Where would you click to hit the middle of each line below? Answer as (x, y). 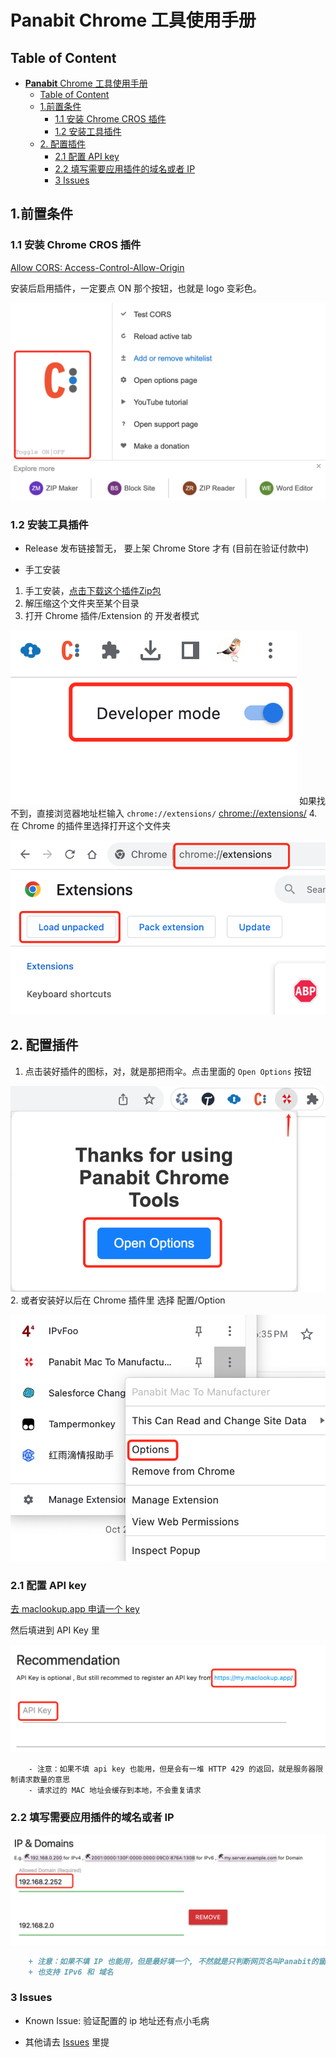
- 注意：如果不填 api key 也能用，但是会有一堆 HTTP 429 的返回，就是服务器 (172, 1769)
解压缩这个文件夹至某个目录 (82, 603)
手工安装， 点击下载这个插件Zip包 (93, 590)
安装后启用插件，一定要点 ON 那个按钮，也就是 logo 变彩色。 (136, 288)
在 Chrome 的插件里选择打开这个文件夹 (91, 825)
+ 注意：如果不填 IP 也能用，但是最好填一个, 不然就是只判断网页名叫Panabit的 (173, 1961)
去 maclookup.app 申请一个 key (75, 1609)
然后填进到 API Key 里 (55, 1630)
